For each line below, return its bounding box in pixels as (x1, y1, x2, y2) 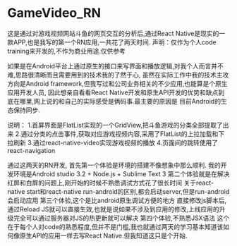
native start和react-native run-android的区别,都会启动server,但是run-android (7, 187, 230, 195)
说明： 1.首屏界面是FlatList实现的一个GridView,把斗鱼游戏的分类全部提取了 (7, 121, 224, 129)
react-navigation (7, 146, 56, 154)
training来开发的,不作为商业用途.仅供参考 (7, 47, 126, 55)
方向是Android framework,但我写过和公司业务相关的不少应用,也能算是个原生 (7, 79, 228, 87)
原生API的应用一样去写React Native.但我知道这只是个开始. (19, 231, 188, 240)
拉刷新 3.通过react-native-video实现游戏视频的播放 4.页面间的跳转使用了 (7, 138, 219, 147)
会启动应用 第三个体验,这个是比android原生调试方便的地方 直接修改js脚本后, (7, 196, 227, 204)
